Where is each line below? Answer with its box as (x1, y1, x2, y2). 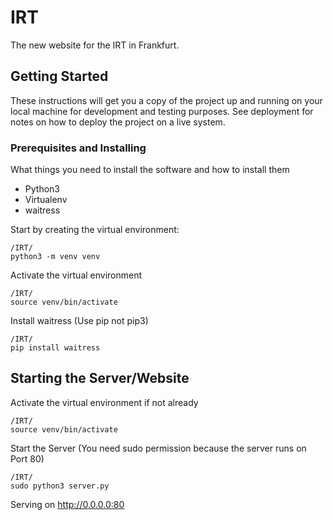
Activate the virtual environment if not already (10, 396, 199, 408)
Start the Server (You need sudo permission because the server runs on (10, 442, 307, 454)
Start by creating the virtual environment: (10, 224, 180, 236)
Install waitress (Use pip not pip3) (10, 315, 149, 327)
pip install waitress (10, 343, 101, 353)
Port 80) (10, 452, 45, 465)
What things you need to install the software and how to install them (10, 164, 290, 176)
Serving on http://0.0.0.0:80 (10, 498, 125, 510)
